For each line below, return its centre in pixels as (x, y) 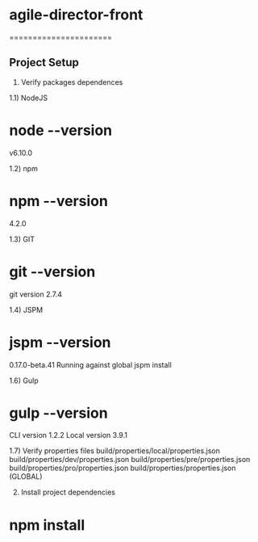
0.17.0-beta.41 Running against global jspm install (90, 364)
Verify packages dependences (72, 82)
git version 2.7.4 (36, 294)
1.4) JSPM (26, 309)
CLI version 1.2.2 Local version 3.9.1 (69, 435)
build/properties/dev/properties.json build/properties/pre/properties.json (130, 460)
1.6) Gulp (24, 380)
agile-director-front (76, 15)
